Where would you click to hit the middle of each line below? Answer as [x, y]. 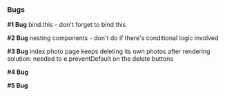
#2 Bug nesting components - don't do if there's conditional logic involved [113, 38]
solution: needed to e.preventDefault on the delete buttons [90, 59]
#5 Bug [18, 86]
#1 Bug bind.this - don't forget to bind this [67, 25]
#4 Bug [18, 72]
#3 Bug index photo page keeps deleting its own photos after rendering [109, 51]
